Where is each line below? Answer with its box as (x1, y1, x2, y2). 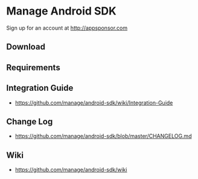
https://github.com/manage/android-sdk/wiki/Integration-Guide (14, 99, 173, 106)
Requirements (6, 62, 60, 73)
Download (6, 42, 45, 52)
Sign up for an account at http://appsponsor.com (6, 24, 128, 31)
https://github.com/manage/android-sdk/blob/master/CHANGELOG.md (14, 132, 192, 140)
